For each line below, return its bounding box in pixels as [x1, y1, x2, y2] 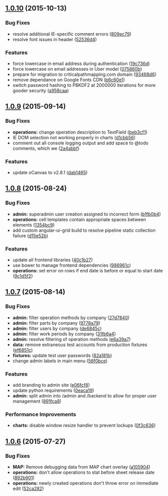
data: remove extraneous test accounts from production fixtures [12, 342, 148, 348]
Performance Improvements [5, 411, 77, 418]
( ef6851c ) [12, 347, 33, 353]
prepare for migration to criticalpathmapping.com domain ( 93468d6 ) [12, 71, 156, 77]
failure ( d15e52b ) [12, 232, 48, 238]
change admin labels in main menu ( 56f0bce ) [12, 358, 108, 364]
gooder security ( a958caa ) [12, 87, 69, 94]
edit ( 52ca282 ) [12, 485, 44, 491]
